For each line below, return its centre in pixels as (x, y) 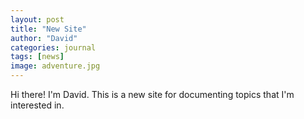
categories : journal (53, 47)
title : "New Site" (48, 29)
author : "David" (44, 38)
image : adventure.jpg (55, 66)
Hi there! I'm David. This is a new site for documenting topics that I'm (152, 94)
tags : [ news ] (37, 57)
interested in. (37, 105)
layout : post (37, 19)
